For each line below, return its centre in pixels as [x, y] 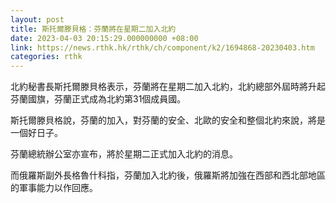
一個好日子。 [36, 133]
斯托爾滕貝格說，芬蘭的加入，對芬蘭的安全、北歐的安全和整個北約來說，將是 [168, 120]
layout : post [37, 19]
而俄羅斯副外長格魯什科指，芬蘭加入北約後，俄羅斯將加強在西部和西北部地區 [168, 175]
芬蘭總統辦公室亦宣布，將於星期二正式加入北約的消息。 [124, 154]
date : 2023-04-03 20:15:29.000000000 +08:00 [104, 38]
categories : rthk [46, 57]
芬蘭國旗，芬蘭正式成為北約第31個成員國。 [98, 99]
